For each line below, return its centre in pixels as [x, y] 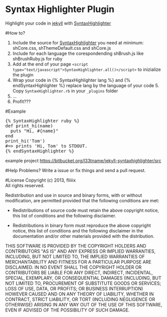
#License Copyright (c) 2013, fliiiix [41, 180]
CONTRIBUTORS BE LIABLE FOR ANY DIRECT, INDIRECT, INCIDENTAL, [79, 272]
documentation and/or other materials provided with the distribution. [83, 236]
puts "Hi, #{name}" [34, 131]
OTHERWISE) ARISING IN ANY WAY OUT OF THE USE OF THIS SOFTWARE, [84, 304]
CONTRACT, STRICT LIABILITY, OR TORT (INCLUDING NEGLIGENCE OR [80, 299]
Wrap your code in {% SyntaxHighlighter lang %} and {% [71, 80]
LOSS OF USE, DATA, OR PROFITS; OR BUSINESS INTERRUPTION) [74, 288]
